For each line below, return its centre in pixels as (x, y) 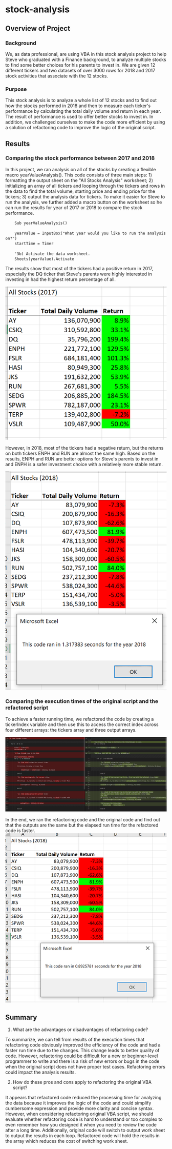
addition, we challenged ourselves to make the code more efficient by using (85, 122)
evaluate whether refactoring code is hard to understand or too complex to (84, 1119)
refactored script (27, 708)
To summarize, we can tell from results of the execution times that (75, 1039)
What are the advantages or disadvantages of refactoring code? (80, 1030)
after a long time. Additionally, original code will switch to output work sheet (85, 1130)
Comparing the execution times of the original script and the (82, 701)
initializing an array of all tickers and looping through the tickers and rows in (85, 186)
